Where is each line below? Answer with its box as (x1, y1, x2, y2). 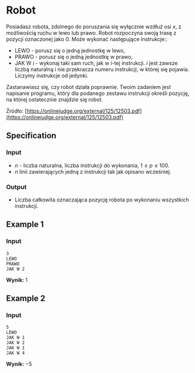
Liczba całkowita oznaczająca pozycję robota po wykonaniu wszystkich (14, 196, 190, 203)
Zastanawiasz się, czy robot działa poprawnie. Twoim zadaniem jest (6, 83, 171, 90)
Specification (6, 131, 57, 141)
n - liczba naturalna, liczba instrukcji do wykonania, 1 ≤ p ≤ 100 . (14, 161, 170, 169)
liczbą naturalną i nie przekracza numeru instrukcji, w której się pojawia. (14, 65, 190, 72)
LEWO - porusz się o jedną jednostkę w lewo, (14, 47, 125, 54)
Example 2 (6, 293, 45, 303)
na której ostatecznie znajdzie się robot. (6, 95, 103, 103)
